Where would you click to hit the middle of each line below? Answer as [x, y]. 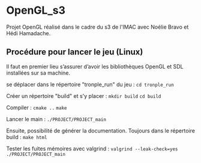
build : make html [27, 137]
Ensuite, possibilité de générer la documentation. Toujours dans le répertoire [100, 130]
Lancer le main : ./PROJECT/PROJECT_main [56, 119]
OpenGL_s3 [36, 10]
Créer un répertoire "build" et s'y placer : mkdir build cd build [84, 96]
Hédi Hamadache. [28, 33]
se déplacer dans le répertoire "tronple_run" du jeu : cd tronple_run [90, 84]
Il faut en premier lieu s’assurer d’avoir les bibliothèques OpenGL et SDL [95, 66]
